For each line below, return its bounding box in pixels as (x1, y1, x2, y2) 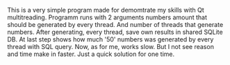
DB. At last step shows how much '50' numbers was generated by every (7, 35, 214, 44)
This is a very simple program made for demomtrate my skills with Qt (7, 6, 205, 14)
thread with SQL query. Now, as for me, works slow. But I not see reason (7, 43, 214, 50)
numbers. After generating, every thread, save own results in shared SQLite (7, 28, 224, 36)
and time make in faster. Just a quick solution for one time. (7, 50, 175, 58)
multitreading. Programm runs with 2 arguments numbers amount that (7, 13, 207, 21)
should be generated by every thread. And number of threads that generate (7, 21, 224, 28)
